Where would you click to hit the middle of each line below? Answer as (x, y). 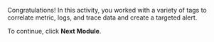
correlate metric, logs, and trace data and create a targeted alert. (102, 17)
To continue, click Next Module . (54, 31)
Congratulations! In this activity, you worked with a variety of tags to (107, 10)
